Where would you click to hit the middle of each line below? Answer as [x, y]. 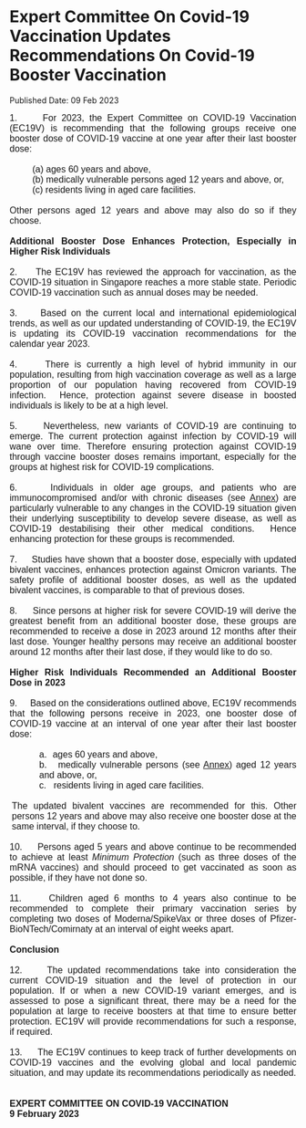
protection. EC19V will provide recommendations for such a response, [153, 1021]
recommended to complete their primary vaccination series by [153, 908]
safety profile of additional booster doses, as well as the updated [153, 580]
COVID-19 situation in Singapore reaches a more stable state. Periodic [153, 282]
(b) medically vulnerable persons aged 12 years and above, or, [158, 179]
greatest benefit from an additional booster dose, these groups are [153, 621]
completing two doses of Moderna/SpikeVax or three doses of [138, 918]
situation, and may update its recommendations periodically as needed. [153, 1072]
